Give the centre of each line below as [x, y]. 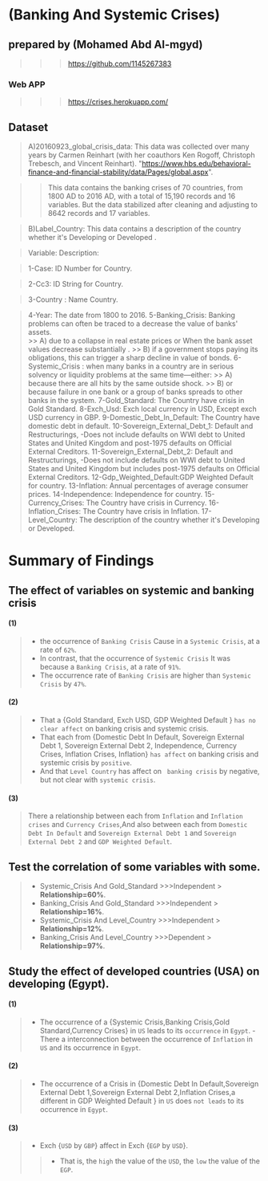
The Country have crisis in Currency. [146, 503]
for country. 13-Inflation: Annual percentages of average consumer [138, 486]
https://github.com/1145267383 [120, 63]
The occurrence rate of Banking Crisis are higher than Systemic [146, 675]
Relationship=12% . [72, 929]
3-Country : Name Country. [73, 299]
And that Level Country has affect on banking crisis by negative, [150, 772]
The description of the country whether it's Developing [169, 520]
